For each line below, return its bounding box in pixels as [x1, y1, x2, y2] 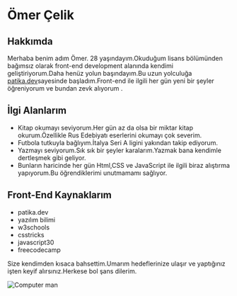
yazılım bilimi [17, 215, 55, 224]
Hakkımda [7, 35, 53, 47]
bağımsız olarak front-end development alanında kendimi [7, 62, 173, 70]
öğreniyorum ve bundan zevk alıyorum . [7, 84, 123, 92]
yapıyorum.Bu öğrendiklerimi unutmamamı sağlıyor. [17, 169, 168, 177]
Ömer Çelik [7, 7, 74, 23]
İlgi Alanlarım [7, 105, 67, 117]
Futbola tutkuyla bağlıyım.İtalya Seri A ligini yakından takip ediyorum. [17, 138, 218, 147]
